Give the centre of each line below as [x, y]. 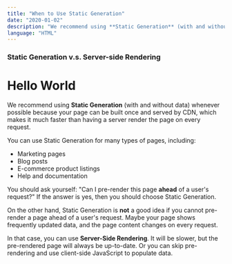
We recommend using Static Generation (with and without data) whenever [114, 105]
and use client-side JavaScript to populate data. [105, 253]
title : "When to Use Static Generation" [66, 14]
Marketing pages [41, 154]
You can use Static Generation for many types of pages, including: [101, 141]
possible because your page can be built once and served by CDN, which [112, 112]
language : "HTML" [32, 33]
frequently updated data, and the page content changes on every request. [113, 225]
